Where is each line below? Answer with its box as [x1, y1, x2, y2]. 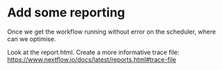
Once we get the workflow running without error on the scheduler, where [7, 27, 217, 36]
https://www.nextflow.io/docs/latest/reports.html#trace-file [7, 55, 176, 63]
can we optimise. [7, 34, 56, 43]
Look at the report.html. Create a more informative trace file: [7, 48, 180, 56]
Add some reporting [7, 5, 126, 21]
